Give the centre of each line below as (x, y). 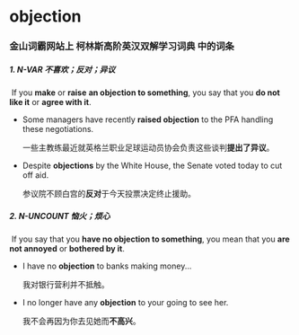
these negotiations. (58, 129)
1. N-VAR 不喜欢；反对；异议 (62, 69)
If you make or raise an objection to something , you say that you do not (145, 93)
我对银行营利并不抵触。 (66, 285)
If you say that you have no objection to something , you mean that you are (150, 239)
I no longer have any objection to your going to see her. (125, 303)
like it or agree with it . (50, 102)
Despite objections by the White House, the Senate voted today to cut (152, 166)
